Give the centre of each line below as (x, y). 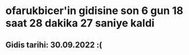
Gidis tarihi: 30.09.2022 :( (54, 45)
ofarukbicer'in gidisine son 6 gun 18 (94, 11)
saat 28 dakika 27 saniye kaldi (80, 23)
